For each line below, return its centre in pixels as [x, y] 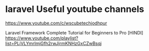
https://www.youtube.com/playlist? [42, 38]
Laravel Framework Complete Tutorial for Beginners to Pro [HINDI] [74, 32]
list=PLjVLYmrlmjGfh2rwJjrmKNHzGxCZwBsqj [53, 43]
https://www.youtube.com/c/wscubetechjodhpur [56, 23]
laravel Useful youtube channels [75, 9]
